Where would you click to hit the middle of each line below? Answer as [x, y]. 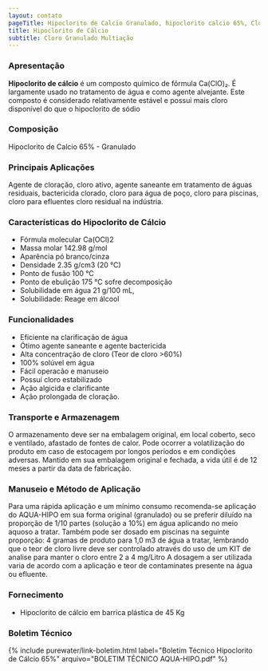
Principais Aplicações [51, 167]
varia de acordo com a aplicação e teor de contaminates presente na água [130, 566]
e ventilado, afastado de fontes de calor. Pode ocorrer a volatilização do [126, 443]
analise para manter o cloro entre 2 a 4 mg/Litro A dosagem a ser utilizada [130, 557]
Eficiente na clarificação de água [74, 337]
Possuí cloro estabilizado [61, 379]
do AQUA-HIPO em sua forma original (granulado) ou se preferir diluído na [130, 515]
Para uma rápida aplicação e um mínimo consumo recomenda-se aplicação [132, 507]
